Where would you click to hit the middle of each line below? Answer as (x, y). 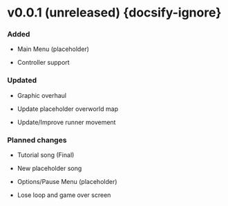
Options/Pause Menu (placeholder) (67, 182)
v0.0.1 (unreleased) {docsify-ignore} (114, 13)
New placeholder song (49, 168)
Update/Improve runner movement (66, 122)
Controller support (44, 63)
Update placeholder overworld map (68, 109)
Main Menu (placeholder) (53, 49)
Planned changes (37, 140)
